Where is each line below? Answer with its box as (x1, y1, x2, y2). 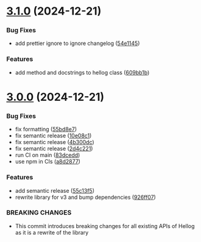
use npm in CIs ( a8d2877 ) (15, 158, 81, 165)
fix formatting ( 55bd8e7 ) (15, 126, 77, 133)
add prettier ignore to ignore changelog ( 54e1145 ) (15, 40, 140, 47)
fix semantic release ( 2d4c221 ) (15, 145, 93, 153)
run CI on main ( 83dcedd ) (15, 151, 80, 159)
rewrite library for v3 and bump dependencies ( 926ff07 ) (15, 193, 157, 201)
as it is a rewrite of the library (15, 229, 89, 236)
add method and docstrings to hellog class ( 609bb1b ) (15, 69, 150, 76)
